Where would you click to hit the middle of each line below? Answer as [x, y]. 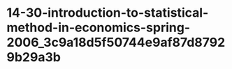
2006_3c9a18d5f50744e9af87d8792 [116, 43]
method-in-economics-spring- [99, 28]
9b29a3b [34, 58]
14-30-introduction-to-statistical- [108, 13]
